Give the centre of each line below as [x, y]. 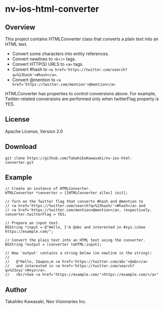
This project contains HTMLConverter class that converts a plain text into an [82, 39]
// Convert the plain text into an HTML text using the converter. [75, 240]
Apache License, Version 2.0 [34, 131]
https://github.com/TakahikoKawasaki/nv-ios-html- [80, 158]
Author [16, 290]
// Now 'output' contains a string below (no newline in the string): [79, 253]
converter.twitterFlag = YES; [36, 215]
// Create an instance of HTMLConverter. [48, 189]
